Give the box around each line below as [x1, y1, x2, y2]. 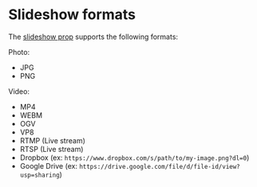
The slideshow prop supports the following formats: [8, 32, 178, 41]
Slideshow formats [8, 6, 136, 24]
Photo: [8, 47, 30, 56]
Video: [8, 86, 30, 96]
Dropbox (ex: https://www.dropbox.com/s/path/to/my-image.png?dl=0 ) [19, 153, 250, 162]
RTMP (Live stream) [19, 135, 86, 145]
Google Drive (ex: [19, 161, 78, 170]
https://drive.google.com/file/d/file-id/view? [79, 162, 241, 170]
